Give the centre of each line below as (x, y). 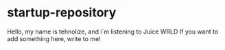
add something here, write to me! (54, 38)
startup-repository (62, 13)
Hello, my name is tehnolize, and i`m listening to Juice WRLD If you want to (113, 32)
